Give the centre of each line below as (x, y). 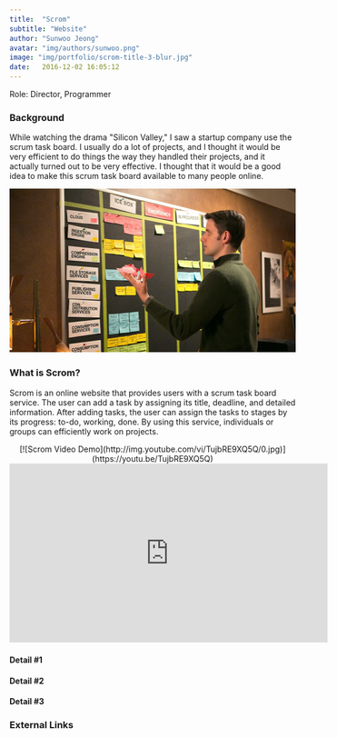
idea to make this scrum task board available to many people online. (137, 176)
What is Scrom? (45, 373)
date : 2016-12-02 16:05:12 (64, 67)
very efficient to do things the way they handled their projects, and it (137, 157)
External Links (42, 725)
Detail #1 (26, 660)
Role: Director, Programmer (60, 94)
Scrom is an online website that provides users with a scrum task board (143, 393)
